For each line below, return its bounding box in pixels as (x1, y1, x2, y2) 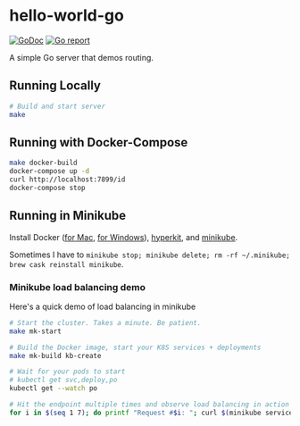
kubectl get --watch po (9, 384, 98, 393)
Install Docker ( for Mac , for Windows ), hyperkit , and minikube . (9, 231, 238, 242)
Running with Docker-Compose (9, 135, 188, 150)
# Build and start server (9, 102, 105, 111)
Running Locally (9, 78, 101, 94)
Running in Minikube (9, 208, 127, 223)
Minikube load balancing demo (9, 280, 146, 293)
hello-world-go (9, 5, 125, 26)
